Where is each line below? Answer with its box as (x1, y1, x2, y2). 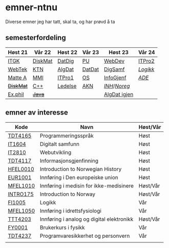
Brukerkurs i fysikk (40, 224, 86, 231)
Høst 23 (109, 48, 129, 55)
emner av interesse (5, 108, 68, 117)
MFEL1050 (8, 207, 35, 214)
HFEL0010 (8, 165, 34, 173)
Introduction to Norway (40, 190, 96, 198)
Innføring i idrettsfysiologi (40, 207, 101, 214)
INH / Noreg (104, 82, 130, 89)
